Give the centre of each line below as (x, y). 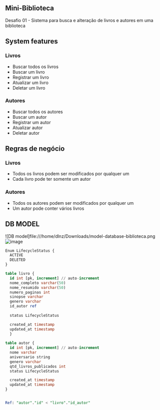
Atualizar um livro (30, 83)
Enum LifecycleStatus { (30, 251)
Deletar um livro (29, 88)
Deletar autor (26, 133)
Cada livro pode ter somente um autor (51, 179)
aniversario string (30, 357)
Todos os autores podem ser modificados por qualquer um (73, 203)
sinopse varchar (26, 297)
